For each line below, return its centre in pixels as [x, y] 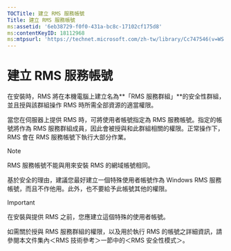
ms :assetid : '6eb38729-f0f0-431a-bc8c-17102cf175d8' [85, 26]
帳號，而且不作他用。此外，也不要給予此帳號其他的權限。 [89, 189]
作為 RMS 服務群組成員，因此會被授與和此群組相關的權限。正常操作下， [121, 128]
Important [21, 202]
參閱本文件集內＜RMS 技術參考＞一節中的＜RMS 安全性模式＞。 [98, 241]
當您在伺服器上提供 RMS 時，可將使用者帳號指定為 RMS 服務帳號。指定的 [112, 120]
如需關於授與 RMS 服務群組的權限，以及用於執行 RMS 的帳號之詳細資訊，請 [115, 232]
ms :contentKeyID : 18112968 [46, 33]
